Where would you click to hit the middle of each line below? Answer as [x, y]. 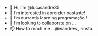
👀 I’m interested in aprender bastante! [48, 13]
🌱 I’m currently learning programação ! [49, 18]
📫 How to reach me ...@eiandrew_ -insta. [51, 28]
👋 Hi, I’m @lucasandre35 [34, 8]
